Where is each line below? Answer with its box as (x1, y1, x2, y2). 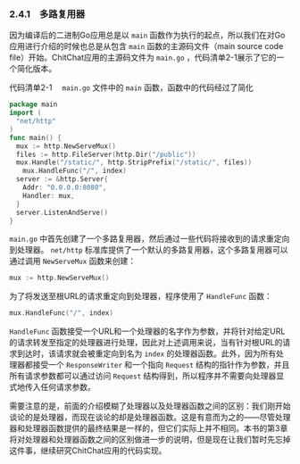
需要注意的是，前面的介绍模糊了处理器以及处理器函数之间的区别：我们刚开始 (9, 401, 291, 411)
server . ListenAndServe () (15, 208, 109, 217)
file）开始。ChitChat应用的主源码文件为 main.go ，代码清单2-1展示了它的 (9, 52, 277, 63)
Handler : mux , (21, 191, 75, 200)
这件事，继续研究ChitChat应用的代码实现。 (9, 445, 167, 456)
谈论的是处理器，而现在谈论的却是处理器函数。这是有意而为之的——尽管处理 (9, 412, 291, 423)
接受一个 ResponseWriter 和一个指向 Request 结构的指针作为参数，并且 (32, 360, 290, 370)
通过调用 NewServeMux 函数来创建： (9, 256, 137, 267)
